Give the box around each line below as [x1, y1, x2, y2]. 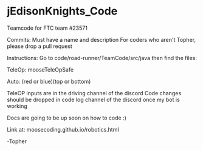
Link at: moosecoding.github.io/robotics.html [7, 126, 119, 133]
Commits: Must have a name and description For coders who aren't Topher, [7, 36, 196, 43]
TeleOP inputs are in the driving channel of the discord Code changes [7, 89, 182, 96]
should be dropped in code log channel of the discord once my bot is [7, 96, 180, 103]
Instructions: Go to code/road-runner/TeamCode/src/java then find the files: [7, 54, 197, 61]
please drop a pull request [7, 42, 72, 50]
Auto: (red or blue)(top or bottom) [7, 78, 91, 85]
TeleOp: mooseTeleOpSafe [7, 65, 74, 73]
